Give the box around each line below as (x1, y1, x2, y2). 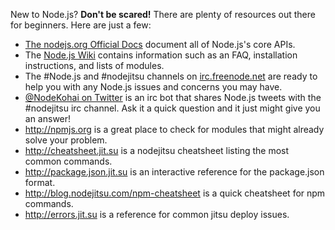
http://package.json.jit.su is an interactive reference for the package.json (24, 166, 325, 178)
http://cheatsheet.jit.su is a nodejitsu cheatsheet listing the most (24, 145, 290, 156)
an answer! (24, 113, 72, 124)
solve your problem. (24, 134, 108, 146)
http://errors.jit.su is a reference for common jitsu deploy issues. (24, 209, 290, 220)
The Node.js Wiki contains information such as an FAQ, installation (24, 49, 298, 61)
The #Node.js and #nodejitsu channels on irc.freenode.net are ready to (24, 70, 318, 82)
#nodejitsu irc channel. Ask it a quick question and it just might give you (24, 102, 321, 114)
